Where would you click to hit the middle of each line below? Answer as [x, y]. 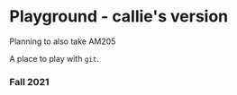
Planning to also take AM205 [63, 41]
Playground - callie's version [119, 17]
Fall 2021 [29, 82]
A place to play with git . [54, 58]
